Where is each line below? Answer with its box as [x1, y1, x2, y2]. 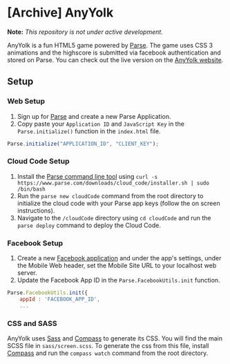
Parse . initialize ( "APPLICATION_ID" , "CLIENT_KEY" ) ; [7, 140, 159, 147]
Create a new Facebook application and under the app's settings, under [17, 254, 222, 262]
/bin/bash [17, 185, 46, 193]
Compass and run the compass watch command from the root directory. [7, 349, 209, 357]
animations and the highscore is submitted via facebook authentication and [7, 48, 221, 57]
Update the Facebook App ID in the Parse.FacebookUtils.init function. [17, 276, 220, 285]
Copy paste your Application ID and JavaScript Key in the [17, 119, 185, 128]
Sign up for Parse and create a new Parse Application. [17, 112, 171, 120]
